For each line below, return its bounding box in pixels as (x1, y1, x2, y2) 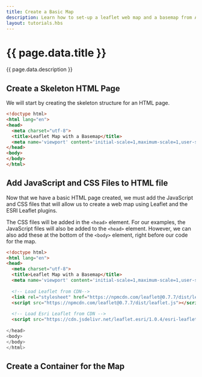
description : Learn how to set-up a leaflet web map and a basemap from (6, 14, 192, 20)
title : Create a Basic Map (6, 8, 74, 15)
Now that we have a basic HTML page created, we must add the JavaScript (6, 194, 194, 201)
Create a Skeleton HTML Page (6, 83, 120, 93)
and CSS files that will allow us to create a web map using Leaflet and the (6, 200, 188, 208)
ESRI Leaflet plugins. (6, 207, 58, 214)
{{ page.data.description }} (6, 66, 73, 73)
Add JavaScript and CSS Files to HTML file (6, 178, 168, 188)
